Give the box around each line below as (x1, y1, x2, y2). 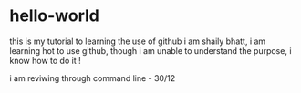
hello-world (9, 5, 100, 26)
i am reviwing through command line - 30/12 (9, 72, 176, 83)
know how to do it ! (9, 55, 81, 66)
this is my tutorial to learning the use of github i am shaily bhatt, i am (9, 36, 266, 46)
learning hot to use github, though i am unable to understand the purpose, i (9, 45, 292, 56)
